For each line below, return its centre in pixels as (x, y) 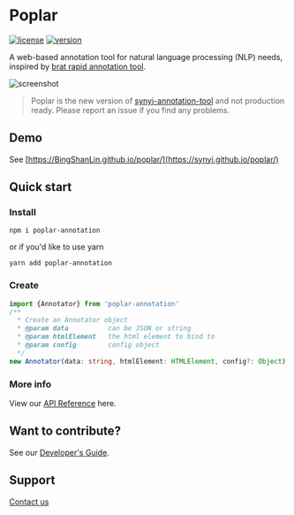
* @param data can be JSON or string (104, 328)
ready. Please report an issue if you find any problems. (130, 110)
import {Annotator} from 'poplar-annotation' (94, 304)
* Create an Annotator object (72, 320)
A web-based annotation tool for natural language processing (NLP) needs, (146, 57)
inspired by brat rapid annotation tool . (78, 66)
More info (30, 384)
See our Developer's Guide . (60, 452)
